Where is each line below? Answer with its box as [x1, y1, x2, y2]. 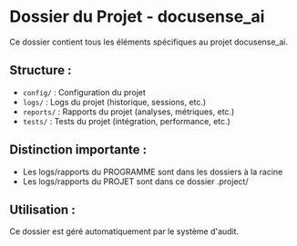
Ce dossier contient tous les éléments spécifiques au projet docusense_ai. [9, 36, 289, 47]
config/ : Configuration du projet [22, 86, 146, 97]
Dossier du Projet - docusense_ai [9, 6, 265, 27]
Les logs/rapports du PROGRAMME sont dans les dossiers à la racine [22, 166, 283, 177]
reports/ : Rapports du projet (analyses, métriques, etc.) [22, 106, 235, 117]
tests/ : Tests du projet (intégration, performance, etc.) [22, 115, 230, 126]
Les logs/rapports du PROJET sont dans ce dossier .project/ [22, 175, 249, 187]
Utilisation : [9, 202, 76, 217]
